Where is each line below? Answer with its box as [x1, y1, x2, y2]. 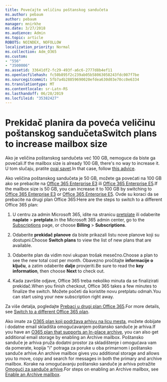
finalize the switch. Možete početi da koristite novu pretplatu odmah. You [12, 288, 161, 294]
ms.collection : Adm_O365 [5, 49, 57, 54]
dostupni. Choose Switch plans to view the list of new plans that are [12, 237, 152, 243]
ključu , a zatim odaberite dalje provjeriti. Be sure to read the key [12, 263, 144, 269]
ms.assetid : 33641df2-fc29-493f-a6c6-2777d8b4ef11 [5, 68, 113, 73]
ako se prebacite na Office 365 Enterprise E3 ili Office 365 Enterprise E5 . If [5, 180, 158, 186]
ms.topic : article [5, 35, 43, 40]
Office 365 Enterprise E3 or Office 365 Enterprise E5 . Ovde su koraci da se [5, 191, 159, 197]
